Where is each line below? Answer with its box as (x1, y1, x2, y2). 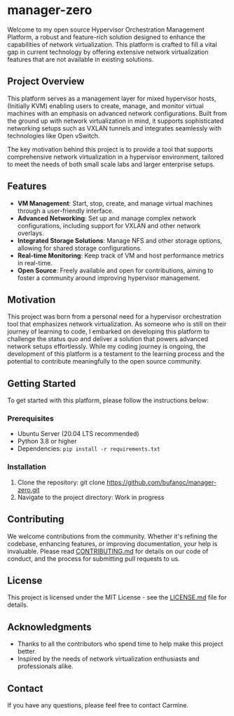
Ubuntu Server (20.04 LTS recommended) (17, 430, 139, 438)
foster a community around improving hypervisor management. (17, 273, 201, 282)
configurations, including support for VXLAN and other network (17, 221, 201, 230)
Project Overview (7, 76, 85, 88)
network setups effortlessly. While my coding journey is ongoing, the (7, 343, 206, 351)
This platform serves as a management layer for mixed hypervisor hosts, (7, 94, 216, 102)
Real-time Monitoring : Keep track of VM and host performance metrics (17, 251, 224, 260)
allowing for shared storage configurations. (17, 244, 142, 252)
